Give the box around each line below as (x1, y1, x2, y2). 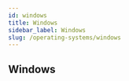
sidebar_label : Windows (8, 26, 87, 34)
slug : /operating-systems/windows (8, 33, 122, 42)
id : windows (8, 11, 47, 20)
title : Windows (8, 19, 58, 27)
